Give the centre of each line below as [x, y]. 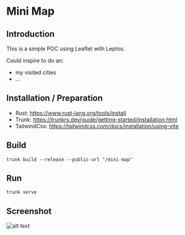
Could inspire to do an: [35, 60]
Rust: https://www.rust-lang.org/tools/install [71, 113]
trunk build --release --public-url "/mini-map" [70, 160]
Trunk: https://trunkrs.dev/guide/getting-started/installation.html [96, 119]
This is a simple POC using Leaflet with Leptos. [66, 48]
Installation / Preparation [55, 98]
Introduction [31, 34]
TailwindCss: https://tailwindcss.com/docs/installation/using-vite [97, 126]
